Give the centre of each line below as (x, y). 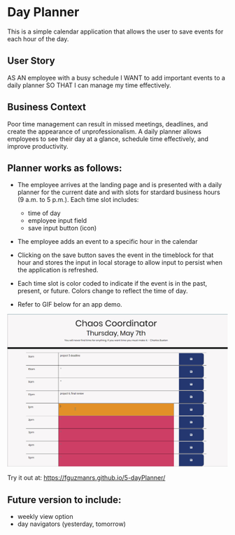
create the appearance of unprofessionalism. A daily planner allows (104, 131)
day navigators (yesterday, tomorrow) (71, 524)
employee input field (57, 221)
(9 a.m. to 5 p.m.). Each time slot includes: (78, 200)
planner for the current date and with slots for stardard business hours (119, 192)
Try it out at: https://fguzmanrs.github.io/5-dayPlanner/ (86, 478)
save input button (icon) (62, 228)
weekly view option (45, 517)
